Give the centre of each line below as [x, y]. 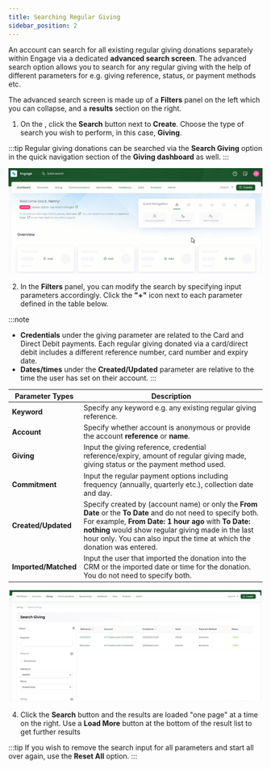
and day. [98, 493]
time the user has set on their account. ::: [88, 378]
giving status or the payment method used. [154, 464]
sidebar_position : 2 [43, 25]
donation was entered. [121, 547]
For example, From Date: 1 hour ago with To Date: [167, 521]
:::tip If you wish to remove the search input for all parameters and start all [131, 747]
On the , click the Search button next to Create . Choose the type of [132, 124]
